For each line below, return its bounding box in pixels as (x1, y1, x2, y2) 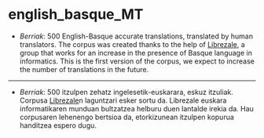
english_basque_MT (8, 5, 144, 24)
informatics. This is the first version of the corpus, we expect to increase (19, 56, 255, 66)
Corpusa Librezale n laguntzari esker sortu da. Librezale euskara (19, 96, 227, 105)
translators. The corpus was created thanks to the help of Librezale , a (19, 39, 245, 49)
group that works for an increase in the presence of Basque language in (19, 48, 253, 57)
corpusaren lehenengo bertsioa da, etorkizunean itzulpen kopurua (19, 112, 234, 122)
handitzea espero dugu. (19, 120, 97, 130)
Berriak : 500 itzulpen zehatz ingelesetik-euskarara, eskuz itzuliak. (19, 87, 233, 96)
